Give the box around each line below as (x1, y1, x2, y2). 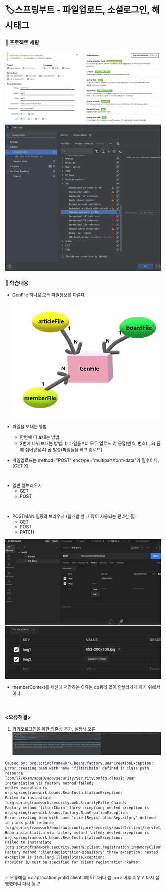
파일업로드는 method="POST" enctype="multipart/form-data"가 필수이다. (12, 457, 159, 463)
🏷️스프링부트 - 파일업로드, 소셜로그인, (5, 4, 150, 16)
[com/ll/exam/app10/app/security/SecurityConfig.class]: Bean (5, 776, 136, 781)
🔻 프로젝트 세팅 (5, 39, 39, 46)
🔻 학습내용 (5, 279, 29, 286)
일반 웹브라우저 (12, 482, 42, 488)
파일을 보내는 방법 (12, 424, 47, 430)
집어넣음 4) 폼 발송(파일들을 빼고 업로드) (25, 447, 103, 453)
